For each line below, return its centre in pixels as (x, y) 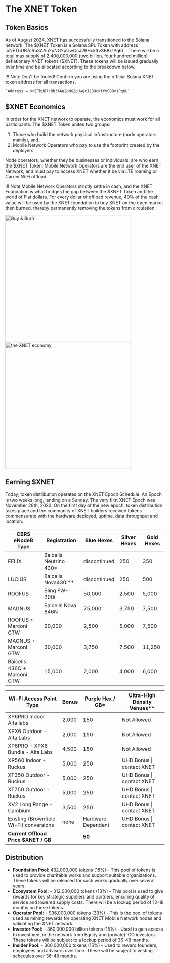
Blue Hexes (99, 540)
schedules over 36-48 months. (45, 956)
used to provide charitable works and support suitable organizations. (84, 875)
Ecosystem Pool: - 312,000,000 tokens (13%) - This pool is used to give (88, 891)
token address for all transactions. (41, 82)
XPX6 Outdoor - (27, 731)
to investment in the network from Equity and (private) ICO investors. (84, 935)
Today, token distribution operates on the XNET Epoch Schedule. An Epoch (83, 494)
